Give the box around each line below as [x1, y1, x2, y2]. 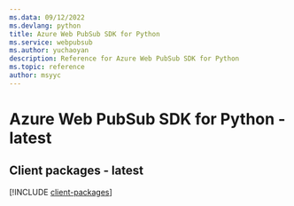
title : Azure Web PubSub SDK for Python [9, 29, 161, 38]
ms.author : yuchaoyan [9, 46, 89, 55]
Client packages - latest [9, 163, 144, 178]
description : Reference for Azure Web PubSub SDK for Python [9, 54, 240, 63]
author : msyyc [9, 71, 62, 80]
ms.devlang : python [9, 21, 81, 30]
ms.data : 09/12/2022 [9, 12, 86, 22]
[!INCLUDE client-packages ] [9, 186, 112, 197]
